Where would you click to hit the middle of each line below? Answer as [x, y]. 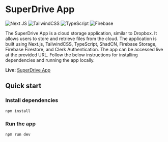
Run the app [20, 124]
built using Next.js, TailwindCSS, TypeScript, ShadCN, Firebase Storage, [81, 44]
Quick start [23, 86]
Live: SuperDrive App [28, 70]
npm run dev [18, 134]
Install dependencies [32, 100]
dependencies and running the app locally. [50, 60]
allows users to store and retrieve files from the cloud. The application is [81, 39]
